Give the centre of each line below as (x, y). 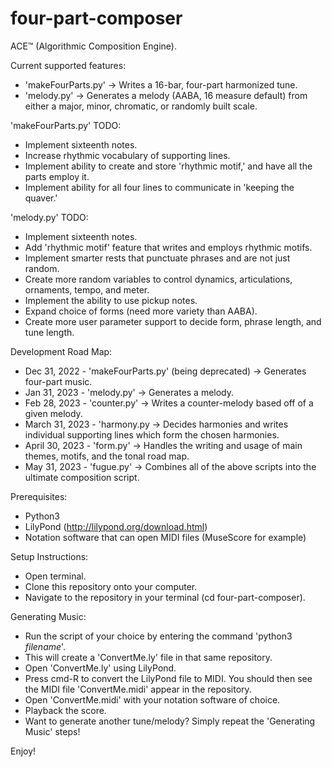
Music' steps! (52, 731)
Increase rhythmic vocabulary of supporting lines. (127, 155)
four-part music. (58, 381)
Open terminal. (55, 576)
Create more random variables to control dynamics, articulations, (158, 279)
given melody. (53, 413)
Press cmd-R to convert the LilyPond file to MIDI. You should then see (168, 678)
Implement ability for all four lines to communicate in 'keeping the (159, 187)
